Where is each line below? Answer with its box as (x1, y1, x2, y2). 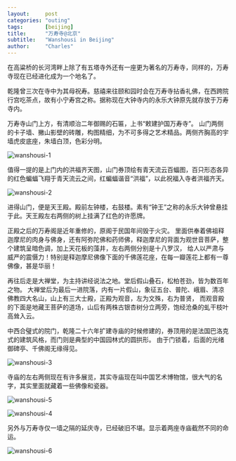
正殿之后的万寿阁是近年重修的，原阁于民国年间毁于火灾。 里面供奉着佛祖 (7, 226, 218, 235)
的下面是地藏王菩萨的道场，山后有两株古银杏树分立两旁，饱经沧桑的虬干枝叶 (7, 303, 229, 311)
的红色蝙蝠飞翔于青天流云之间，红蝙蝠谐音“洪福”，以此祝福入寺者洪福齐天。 (7, 174, 228, 183)
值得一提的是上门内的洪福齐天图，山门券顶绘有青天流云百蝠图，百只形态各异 (7, 166, 229, 174)
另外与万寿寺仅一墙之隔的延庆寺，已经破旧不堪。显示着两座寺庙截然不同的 (7, 424, 223, 432)
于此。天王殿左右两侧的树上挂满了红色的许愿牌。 (7, 212, 149, 220)
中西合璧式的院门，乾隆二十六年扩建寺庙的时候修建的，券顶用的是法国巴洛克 (7, 327, 229, 335)
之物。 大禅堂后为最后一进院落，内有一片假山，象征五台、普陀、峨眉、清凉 (7, 285, 225, 294)
